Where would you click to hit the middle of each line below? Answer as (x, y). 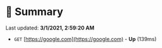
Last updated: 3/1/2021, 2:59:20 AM (50, 28)
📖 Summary (34, 12)
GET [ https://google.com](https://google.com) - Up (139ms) (85, 39)
